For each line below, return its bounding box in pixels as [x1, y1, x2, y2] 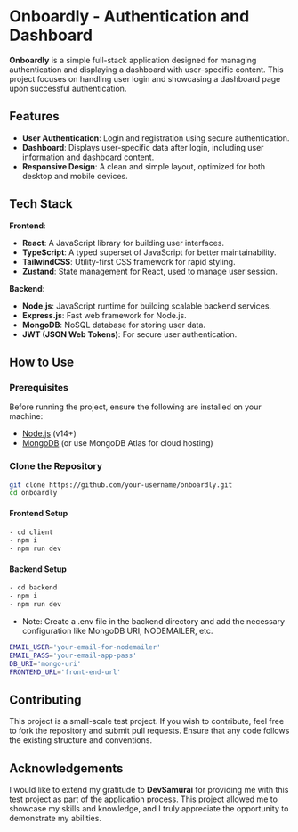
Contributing [9, 692, 82, 707]
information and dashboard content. [21, 152, 155, 162]
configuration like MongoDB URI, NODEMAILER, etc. [21, 625, 213, 636]
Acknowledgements [9, 761, 124, 776]
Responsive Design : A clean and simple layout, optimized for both [21, 161, 266, 171]
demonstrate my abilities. [9, 813, 102, 824]
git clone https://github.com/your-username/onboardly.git [9, 480, 233, 490]
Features [9, 109, 60, 124]
